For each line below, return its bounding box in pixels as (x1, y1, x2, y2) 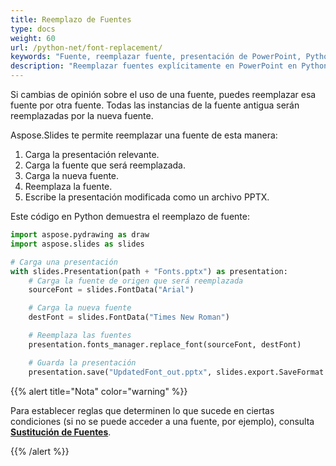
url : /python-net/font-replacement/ (10, 42, 163, 53)
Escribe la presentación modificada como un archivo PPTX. (24, 191, 270, 203)
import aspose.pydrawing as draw (10, 230, 150, 240)
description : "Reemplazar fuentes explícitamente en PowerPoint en (10, 61, 298, 71)
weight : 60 (10, 33, 56, 43)
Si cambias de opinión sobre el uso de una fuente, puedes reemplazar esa (10, 89, 317, 100)
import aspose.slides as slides (10, 239, 145, 249)
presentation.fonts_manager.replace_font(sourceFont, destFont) (28, 339, 302, 350)
